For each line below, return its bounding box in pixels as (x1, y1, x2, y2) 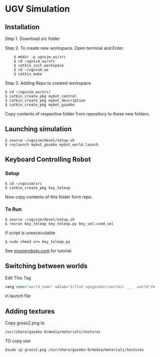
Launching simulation (5, 125, 72, 133)
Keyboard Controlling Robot (5, 155, 91, 164)
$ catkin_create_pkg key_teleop (5, 185, 70, 190)
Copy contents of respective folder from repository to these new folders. (5, 111, 150, 116)
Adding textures (5, 307, 55, 315)
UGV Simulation (5, 3, 70, 15)
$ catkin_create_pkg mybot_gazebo (5, 102, 75, 107)
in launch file (5, 293, 31, 299)
